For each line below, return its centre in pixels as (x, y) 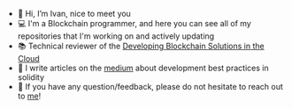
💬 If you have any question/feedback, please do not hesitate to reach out (150, 87)
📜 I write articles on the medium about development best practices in (143, 68)
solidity (31, 77)
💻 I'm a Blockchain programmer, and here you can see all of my (134, 23)
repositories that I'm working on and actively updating (116, 36)
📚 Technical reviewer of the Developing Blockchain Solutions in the (141, 46)
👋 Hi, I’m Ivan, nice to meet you (74, 14)
